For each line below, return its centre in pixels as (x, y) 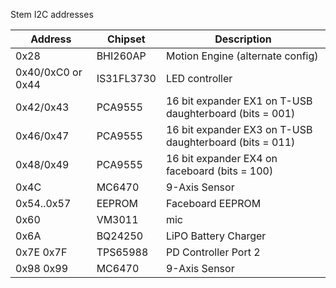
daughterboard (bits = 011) (230, 142)
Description (243, 39)
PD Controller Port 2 (213, 252)
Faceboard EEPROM (213, 203)
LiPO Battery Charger (216, 236)
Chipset (126, 39)
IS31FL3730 (126, 78)
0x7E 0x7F (41, 252)
